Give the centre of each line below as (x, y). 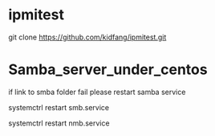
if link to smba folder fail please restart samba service (97, 92)
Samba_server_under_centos (108, 70)
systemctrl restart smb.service (59, 107)
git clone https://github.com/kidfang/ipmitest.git (87, 37)
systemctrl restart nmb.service (59, 123)
